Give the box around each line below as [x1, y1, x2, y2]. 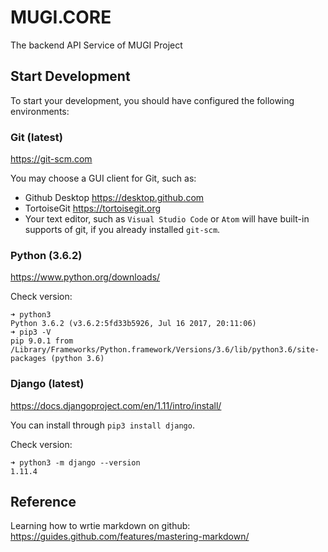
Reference [10, 494, 77, 511]
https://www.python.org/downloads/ [10, 271, 161, 283]
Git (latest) [10, 130, 63, 144]
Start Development [10, 68, 131, 85]
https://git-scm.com [10, 153, 93, 165]
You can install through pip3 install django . [10, 419, 195, 431]
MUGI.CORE [10, 6, 112, 29]
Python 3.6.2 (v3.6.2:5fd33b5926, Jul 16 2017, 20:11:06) [10, 319, 257, 329]
